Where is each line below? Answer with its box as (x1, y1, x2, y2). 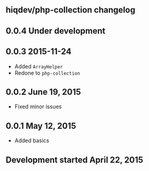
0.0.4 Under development (5, 26, 106, 36)
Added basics (14, 137, 50, 144)
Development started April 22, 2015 (5, 155, 144, 165)
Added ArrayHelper (14, 62, 63, 70)
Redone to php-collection (14, 69, 80, 76)
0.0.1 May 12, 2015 (5, 120, 77, 131)
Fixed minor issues (14, 103, 62, 111)
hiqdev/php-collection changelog (5, 5, 136, 15)
